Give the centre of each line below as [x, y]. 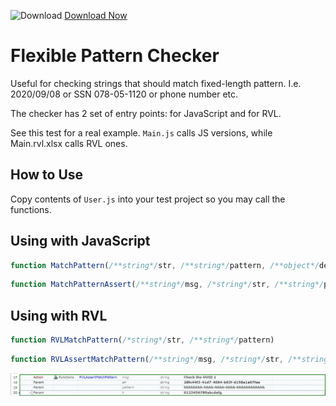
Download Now [96, 15]
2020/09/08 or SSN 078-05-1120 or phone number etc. [124, 94]
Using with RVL [59, 315]
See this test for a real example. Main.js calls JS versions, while [141, 132]
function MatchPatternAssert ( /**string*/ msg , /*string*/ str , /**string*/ [167, 285]
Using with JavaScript [80, 241]
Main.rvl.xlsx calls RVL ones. [69, 143]
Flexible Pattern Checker [115, 56]
